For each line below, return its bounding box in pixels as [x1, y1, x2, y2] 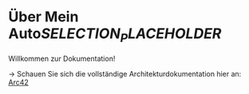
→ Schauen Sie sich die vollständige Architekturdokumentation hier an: [8, 69, 242, 78]
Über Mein [8, 8, 79, 26]
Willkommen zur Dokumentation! [8, 54, 116, 63]
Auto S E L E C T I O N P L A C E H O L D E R [8, 24, 222, 45]
